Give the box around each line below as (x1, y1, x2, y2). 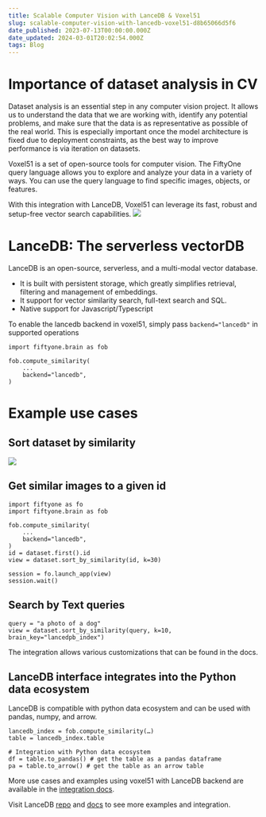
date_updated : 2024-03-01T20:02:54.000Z (8, 33, 145, 42)
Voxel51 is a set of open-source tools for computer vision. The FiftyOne (8, 160, 241, 169)
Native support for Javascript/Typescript (19, 304, 153, 314)
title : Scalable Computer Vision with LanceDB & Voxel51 (8, 11, 201, 20)
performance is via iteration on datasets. (8, 144, 141, 153)
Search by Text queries (8, 599, 125, 612)
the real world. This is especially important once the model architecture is (8, 127, 249, 137)
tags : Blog (8, 41, 44, 49)
